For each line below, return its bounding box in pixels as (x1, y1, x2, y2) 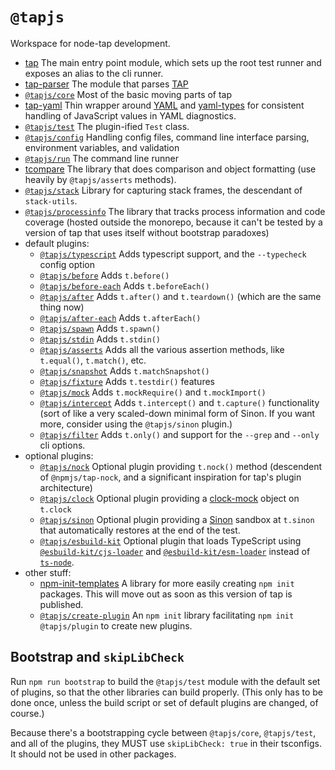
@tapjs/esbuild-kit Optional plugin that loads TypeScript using (39, 534, 302, 547)
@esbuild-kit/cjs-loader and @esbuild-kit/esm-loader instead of (39, 545, 311, 557)
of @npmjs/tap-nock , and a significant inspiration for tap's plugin (39, 471, 302, 483)
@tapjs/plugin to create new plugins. (39, 619, 193, 632)
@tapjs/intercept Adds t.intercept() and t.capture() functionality (39, 396, 320, 408)
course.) (10, 707, 45, 719)
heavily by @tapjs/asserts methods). (24, 173, 177, 185)
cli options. (39, 439, 86, 451)
